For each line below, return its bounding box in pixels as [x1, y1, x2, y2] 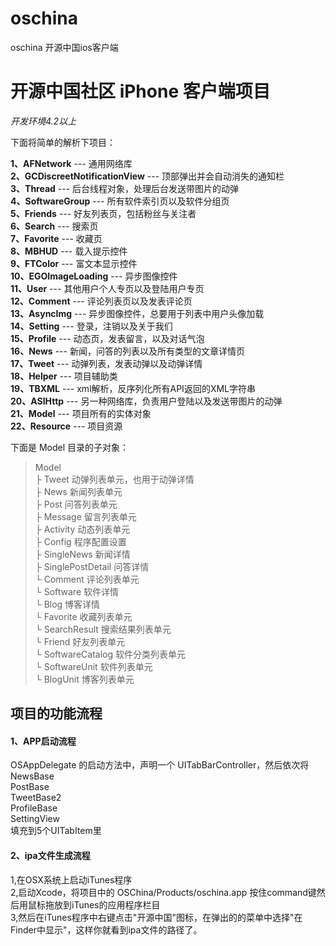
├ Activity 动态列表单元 [34, 523, 131, 535]
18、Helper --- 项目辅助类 [10, 370, 118, 382]
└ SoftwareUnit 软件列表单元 [34, 660, 153, 672]
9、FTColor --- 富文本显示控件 [10, 257, 138, 269]
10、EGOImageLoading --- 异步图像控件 [10, 270, 178, 282]
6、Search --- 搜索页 [10, 220, 99, 232]
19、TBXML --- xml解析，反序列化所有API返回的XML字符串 [10, 382, 256, 394]
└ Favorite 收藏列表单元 [34, 610, 133, 622]
